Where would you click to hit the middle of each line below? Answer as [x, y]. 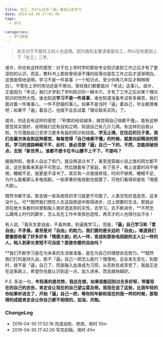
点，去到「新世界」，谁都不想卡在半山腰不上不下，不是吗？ [64, 151]
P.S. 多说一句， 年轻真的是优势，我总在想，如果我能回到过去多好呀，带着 [78, 281]
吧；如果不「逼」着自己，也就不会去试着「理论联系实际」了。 [67, 110]
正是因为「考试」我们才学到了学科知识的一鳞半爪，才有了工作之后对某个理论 [81, 92]
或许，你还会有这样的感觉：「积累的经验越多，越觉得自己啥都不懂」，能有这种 [81, 120]
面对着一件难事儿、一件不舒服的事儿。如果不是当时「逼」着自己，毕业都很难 [81, 104]
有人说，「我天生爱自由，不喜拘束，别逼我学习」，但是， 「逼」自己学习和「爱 [81, 224]
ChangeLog [19, 313]
